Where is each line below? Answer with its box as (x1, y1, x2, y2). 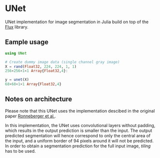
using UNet (5, 51, 27, 56)
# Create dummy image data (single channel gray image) (5, 59, 120, 64)
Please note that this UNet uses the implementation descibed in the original (5, 108, 155, 114)
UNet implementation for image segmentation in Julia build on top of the (5, 19, 149, 25)
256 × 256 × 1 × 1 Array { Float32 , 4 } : (5, 69, 68, 73)
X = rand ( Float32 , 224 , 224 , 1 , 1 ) (5, 64, 77, 69)
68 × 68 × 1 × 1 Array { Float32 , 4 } (5, 82, 62, 87)
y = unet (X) (5, 77, 29, 82)
